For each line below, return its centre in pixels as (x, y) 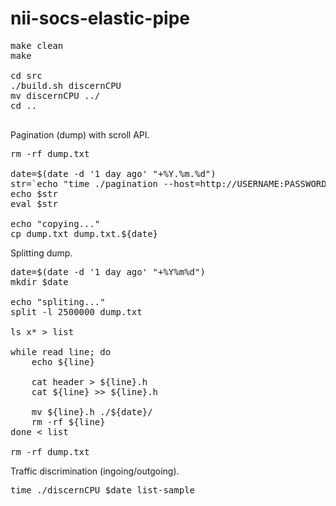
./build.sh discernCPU (66, 85)
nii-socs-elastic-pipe (100, 18)
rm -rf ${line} (68, 421)
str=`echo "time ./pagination (84, 183)
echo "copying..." (55, 223)
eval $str (34, 203)
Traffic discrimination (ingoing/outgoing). (95, 471)
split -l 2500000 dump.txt (76, 311)
